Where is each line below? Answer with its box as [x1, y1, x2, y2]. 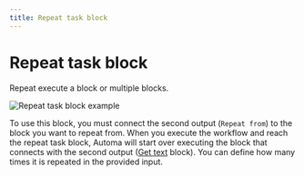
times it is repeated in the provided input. [9, 156, 164, 167]
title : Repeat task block [9, 13, 107, 23]
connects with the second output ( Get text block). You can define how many [9, 146, 296, 157]
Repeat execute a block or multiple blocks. [9, 83, 169, 93]
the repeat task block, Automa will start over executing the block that [9, 137, 268, 148]
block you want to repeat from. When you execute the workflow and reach [9, 127, 289, 138]
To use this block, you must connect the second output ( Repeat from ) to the [9, 117, 293, 128]
